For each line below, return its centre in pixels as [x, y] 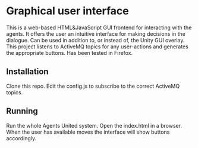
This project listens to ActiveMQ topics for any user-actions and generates [97, 47]
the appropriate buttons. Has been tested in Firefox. [69, 53]
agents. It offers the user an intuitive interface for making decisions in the [96, 33]
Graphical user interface [67, 11]
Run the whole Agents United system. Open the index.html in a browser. [94, 125]
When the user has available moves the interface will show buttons [88, 132]
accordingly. [21, 138]
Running [22, 111]
